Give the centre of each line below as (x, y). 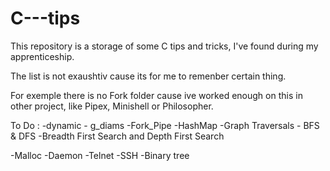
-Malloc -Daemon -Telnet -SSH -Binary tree (100, 155)
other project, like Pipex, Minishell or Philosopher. (112, 106)
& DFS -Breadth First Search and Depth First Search (117, 136)
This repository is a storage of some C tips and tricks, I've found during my (164, 46)
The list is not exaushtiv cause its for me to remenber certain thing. (148, 76)
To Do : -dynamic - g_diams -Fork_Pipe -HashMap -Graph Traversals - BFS (165, 125)
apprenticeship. (42, 56)
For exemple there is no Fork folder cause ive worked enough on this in (156, 95)
